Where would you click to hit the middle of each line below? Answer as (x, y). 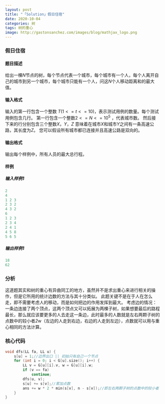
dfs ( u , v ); (34, 379)
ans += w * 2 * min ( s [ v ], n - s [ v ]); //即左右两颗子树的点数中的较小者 (91, 388)
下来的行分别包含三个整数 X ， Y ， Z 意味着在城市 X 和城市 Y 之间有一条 (73, 124)
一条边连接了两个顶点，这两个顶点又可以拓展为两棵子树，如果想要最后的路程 (82, 309)
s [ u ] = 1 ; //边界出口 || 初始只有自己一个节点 (56, 356)
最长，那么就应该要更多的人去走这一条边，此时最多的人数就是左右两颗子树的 (82, 315)
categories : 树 (20, 23)
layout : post (18, 10)
